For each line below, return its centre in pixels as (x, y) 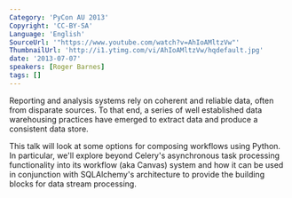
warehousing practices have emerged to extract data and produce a (134, 119)
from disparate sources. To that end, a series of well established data (136, 110)
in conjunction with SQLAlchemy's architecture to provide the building (137, 174)
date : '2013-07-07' (45, 59)
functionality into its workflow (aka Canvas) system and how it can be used (146, 164)
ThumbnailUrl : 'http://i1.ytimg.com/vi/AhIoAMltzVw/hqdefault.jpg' (137, 51)
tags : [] (25, 75)
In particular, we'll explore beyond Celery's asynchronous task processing (145, 155)
